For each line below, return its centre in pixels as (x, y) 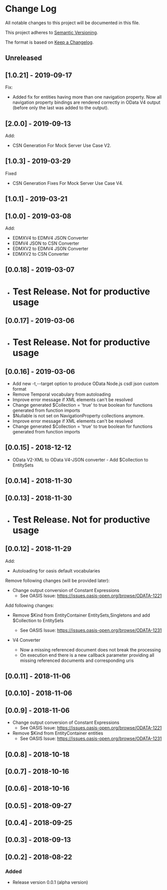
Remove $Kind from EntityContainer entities (58, 733)
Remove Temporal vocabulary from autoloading (62, 394)
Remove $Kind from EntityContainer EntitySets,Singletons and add (81, 615)
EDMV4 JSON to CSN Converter (46, 243)
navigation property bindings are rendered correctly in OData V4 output (86, 102)
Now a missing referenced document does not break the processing (91, 649)
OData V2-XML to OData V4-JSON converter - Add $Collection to (80, 460)
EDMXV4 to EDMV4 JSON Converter (50, 238)
